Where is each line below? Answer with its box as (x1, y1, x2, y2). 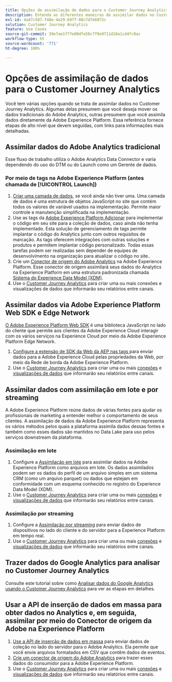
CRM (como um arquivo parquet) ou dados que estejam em (12, 475, 138, 481)
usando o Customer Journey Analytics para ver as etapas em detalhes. (5, 585, 155, 591)
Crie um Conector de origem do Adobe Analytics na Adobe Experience (12, 258, 162, 264)
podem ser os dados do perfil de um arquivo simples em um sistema (12, 470, 158, 476)
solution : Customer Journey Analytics (5, 22, 88, 27)
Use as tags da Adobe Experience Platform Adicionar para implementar (12, 214, 164, 221)
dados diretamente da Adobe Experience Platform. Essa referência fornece (5, 117, 164, 123)
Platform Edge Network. (5, 338, 56, 345)
